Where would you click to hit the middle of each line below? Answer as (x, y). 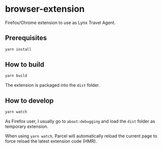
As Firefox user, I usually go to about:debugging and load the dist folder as (80, 121)
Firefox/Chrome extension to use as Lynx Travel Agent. (60, 23)
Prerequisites (26, 38)
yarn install (18, 49)
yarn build (16, 76)
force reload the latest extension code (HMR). (51, 141)
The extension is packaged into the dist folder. (53, 85)
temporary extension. (27, 126)
